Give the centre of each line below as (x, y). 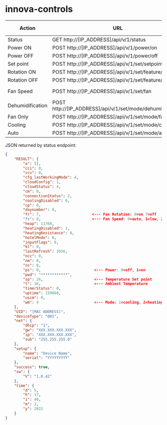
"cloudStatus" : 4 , (42, 187)
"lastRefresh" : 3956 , (45, 252)
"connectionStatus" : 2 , (47, 196)
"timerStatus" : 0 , (42, 289)
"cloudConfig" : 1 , (42, 182)
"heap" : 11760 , (39, 224)
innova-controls (39, 9)
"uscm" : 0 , (34, 298)
